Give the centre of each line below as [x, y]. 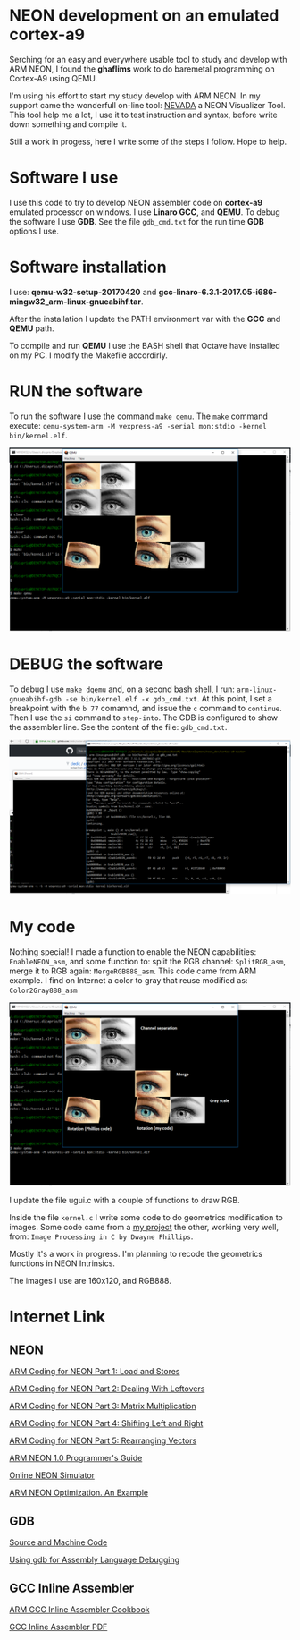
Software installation [88, 267]
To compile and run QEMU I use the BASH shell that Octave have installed [145, 345]
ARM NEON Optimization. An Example [79, 1493]
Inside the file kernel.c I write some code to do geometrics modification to [146, 1218]
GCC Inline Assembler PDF [58, 1627]
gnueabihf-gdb [36, 699]
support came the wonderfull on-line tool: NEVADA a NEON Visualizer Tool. [147, 105]
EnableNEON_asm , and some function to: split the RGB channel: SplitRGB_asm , [148, 962]
